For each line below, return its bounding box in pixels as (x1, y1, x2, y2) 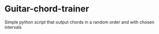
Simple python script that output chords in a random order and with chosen (4, 19, 155, 25)
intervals (4, 24, 22, 30)
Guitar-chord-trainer (4, 3, 89, 14)
